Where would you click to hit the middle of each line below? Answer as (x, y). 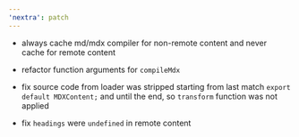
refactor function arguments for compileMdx (101, 69)
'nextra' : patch (38, 17)
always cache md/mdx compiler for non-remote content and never (144, 43)
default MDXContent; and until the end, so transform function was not (149, 96)
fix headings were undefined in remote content (106, 123)
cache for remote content (68, 52)
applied (35, 105)
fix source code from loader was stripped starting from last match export (156, 86)
